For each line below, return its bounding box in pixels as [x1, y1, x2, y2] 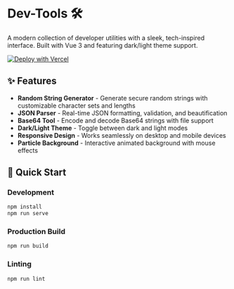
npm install [7, 203, 42, 211]
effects [17, 146, 39, 155]
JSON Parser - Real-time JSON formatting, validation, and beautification [17, 108, 228, 117]
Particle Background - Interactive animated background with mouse [17, 139, 216, 147]
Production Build [7, 226, 65, 236]
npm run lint [7, 275, 46, 282]
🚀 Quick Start [7, 167, 67, 179]
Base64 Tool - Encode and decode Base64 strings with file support [17, 116, 214, 124]
